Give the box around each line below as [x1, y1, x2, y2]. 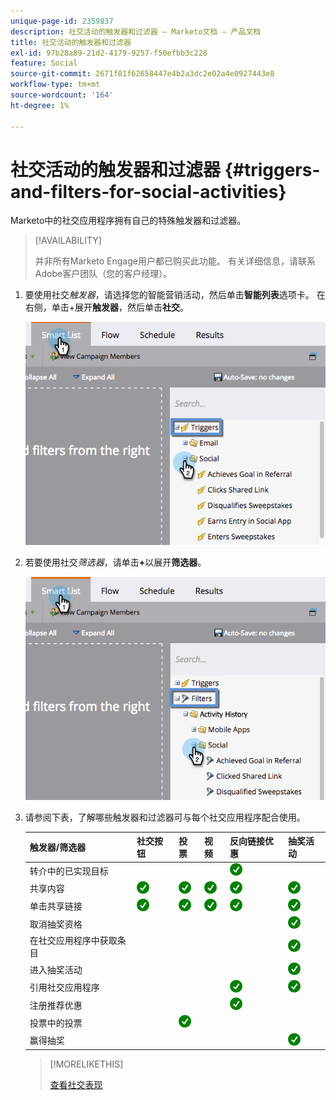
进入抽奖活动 [29, 964, 83, 976]
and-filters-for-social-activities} [10, 180, 287, 203]
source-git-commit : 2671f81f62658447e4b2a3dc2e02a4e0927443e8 [10, 69, 275, 79]
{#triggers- [224, 158, 321, 181]
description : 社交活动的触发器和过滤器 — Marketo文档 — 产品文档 [10, 26, 262, 37]
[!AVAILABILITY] [34, 235, 102, 247]
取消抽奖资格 [29, 918, 83, 930]
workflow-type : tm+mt [10, 80, 101, 90]
